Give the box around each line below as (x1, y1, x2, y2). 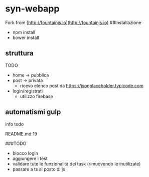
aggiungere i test (12, 155, 48, 161)
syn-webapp (5, 3, 60, 14)
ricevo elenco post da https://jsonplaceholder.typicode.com (20, 82, 144, 88)
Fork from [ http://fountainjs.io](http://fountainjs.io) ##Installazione (5, 19, 141, 25)
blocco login (12, 150, 39, 156)
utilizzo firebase (20, 93, 54, 99)
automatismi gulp (5, 108, 61, 116)
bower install (12, 34, 39, 40)
